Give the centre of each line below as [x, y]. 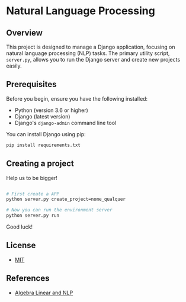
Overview [25, 33]
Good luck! [20, 227]
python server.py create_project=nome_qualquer [66, 200]
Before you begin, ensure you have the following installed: [77, 98]
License [21, 245]
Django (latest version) [42, 116]
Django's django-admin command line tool [65, 123]
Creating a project [40, 164]
